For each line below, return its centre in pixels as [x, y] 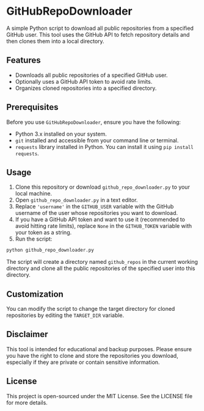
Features [24, 60]
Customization [35, 294]
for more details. [27, 402]
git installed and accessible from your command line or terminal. [97, 140]
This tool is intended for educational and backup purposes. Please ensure [99, 349]
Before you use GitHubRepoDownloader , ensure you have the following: [94, 122]
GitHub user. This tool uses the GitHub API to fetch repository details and [98, 34]
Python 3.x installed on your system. [61, 134]
